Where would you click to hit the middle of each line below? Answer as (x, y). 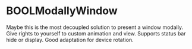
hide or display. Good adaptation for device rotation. (70, 40)
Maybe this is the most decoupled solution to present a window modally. (95, 27)
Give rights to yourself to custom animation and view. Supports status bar (96, 33)
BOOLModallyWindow (62, 11)
